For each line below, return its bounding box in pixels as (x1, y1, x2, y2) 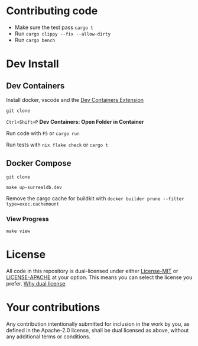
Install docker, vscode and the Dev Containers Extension (6, 96, 144, 103)
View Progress (6, 214, 49, 223)
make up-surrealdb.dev (6, 184, 62, 190)
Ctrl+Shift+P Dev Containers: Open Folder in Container (6, 118, 144, 125)
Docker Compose (6, 158, 72, 168)
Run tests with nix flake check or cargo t (6, 141, 108, 148)
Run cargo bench (14, 36, 56, 43)
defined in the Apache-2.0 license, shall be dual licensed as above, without (6, 326, 189, 334)
